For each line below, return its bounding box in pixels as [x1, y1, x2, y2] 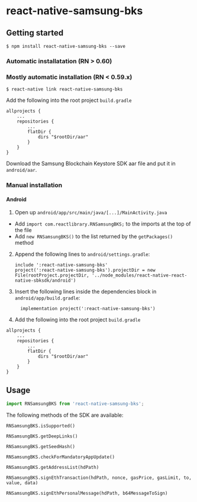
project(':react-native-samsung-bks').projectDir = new [14, 268, 156, 273]
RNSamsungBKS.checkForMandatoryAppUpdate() [6, 454, 115, 460]
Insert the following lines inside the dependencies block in [14, 288, 157, 295]
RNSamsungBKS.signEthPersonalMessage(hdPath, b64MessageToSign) [6, 490, 168, 497]
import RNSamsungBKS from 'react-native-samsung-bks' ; [6, 401, 144, 407]
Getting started [6, 28, 64, 38]
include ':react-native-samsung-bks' [14, 262, 108, 268]
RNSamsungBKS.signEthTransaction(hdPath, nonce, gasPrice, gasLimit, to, [6, 475, 192, 481]
